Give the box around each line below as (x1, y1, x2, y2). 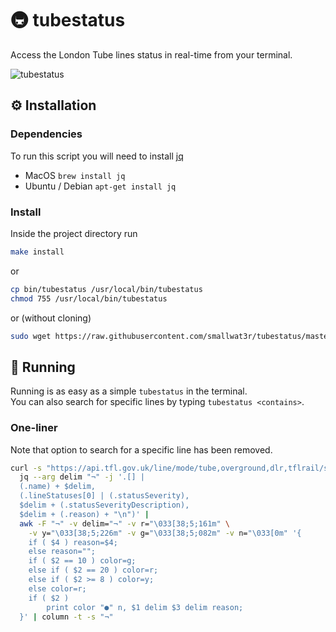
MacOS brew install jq (24, 169, 126, 181)
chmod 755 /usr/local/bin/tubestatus (10, 293, 168, 304)
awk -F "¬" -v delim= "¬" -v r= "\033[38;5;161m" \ (19, 518, 230, 529)
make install (10, 247, 65, 257)
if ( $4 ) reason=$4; (28, 537, 118, 547)
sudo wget (10, 331, 52, 341)
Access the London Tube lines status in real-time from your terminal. (10, 48, 293, 61)
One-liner (10, 421, 58, 435)
